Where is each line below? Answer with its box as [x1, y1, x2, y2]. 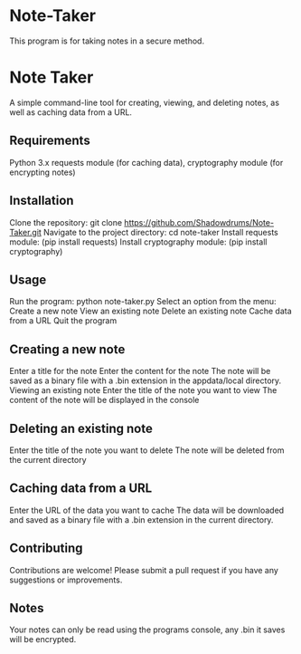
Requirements [9, 133, 90, 149]
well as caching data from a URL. [9, 106, 133, 118]
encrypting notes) [9, 167, 76, 178]
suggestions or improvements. [9, 574, 123, 585]
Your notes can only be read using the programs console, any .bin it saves [9, 624, 286, 635]
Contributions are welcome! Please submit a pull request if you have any [9, 564, 278, 575]
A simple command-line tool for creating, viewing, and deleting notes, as [9, 97, 280, 108]
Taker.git [9, 226, 42, 237]
